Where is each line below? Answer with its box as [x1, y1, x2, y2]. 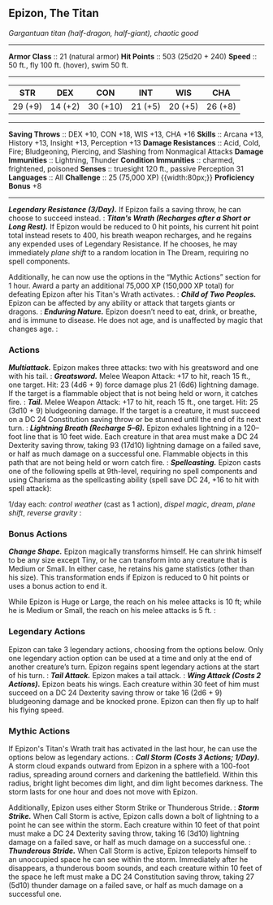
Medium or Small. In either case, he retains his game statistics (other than [8, 564, 254, 574]
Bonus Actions [8, 529, 67, 540]
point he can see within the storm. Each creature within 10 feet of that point [8, 820, 260, 829]
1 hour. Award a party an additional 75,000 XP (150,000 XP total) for [8, 281, 234, 290]
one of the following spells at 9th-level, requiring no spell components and [8, 467, 258, 476]
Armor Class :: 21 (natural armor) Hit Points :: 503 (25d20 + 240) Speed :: [8, 51, 258, 61]
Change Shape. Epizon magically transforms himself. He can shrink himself [8, 546, 262, 556]
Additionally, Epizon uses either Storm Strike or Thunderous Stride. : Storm [8, 803, 260, 812]
